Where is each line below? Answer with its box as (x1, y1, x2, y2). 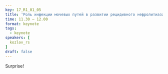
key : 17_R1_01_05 (5, 7, 41, 12)
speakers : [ (5, 35, 30, 40)
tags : (5, 26, 16, 31)
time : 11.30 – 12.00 (5, 16, 48, 21)
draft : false (5, 49, 32, 54)
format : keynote (5, 21, 39, 26)
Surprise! (5, 63, 24, 69)
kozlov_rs (9, 40, 30, 45)
